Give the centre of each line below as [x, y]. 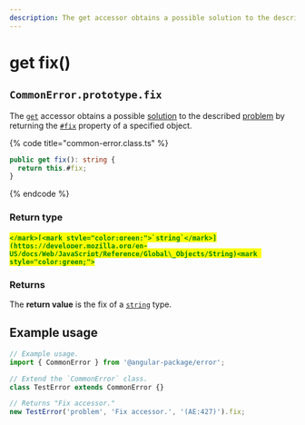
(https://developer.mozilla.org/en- [79, 246]
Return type [36, 217]
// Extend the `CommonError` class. [79, 379]
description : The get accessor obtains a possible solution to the [140, 18]
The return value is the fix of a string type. [91, 304]
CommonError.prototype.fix [86, 95]
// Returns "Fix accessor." [63, 404]
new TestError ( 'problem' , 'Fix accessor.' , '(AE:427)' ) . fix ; [128, 412]
